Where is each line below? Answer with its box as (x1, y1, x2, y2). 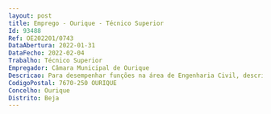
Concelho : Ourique (8, 86, 70, 95)
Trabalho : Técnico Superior (8, 57, 103, 65)
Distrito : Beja (8, 94, 60, 102)
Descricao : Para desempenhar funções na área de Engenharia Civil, (8, 71, 240, 79)
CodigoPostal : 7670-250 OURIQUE (8, 79, 117, 87)
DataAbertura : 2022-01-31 (8, 42, 95, 50)
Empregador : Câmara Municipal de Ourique (8, 64, 150, 72)
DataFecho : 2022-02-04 (8, 49, 85, 57)
